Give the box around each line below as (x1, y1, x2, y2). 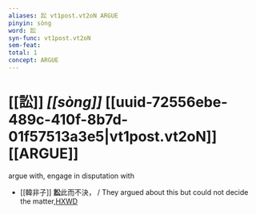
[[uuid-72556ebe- (105, 93, 228, 112)
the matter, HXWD (19, 196, 78, 206)
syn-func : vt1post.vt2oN (8, 34, 91, 42)
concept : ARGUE (8, 57, 59, 65)
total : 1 (8, 49, 38, 57)
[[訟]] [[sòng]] (8, 93, 102, 112)
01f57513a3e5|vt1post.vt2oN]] (8, 128, 218, 146)
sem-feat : (8, 42, 42, 50)
